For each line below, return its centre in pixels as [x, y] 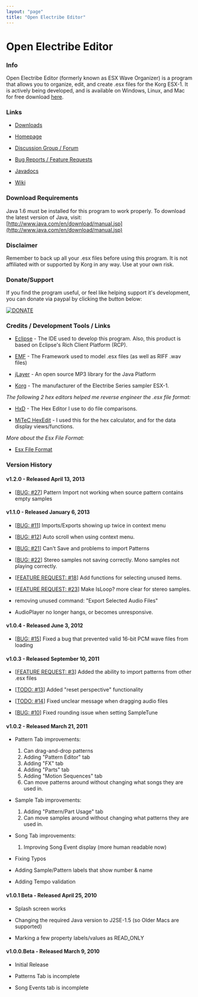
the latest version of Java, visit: [44, 217]
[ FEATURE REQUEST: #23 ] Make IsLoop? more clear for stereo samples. [103, 589]
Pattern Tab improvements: [48, 740]
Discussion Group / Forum [46, 148]
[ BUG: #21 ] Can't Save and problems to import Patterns [82, 548]
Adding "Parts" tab [46, 770]
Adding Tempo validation [45, 882]
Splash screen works [40, 909]
